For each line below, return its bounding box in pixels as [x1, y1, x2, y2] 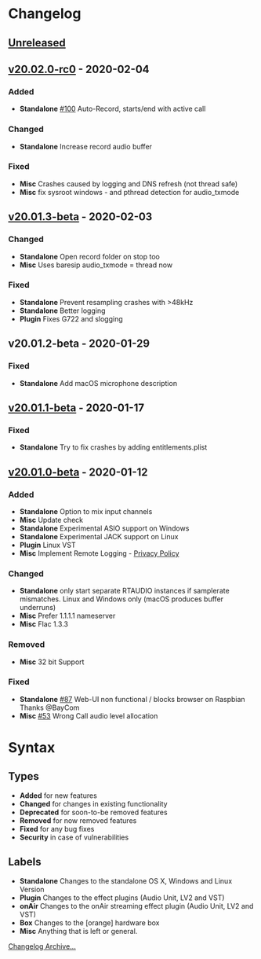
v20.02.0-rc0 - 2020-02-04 [8, 62, 150, 75]
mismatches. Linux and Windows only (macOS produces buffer [19, 594, 224, 604]
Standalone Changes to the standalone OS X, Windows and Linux [19, 876, 233, 885]
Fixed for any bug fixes [19, 824, 95, 833]
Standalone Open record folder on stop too [19, 252, 161, 261]
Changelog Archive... [8, 941, 76, 951]
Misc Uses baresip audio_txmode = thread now [19, 260, 173, 270]
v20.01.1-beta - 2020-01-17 [8, 401, 145, 414]
